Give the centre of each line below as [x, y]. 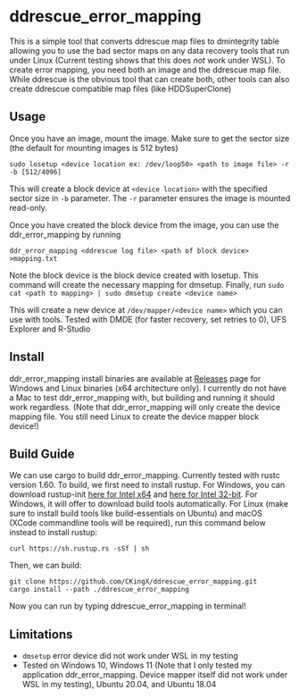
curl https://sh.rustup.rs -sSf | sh [79, 549]
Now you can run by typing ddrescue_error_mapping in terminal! [128, 606]
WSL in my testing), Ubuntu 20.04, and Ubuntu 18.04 [119, 685]
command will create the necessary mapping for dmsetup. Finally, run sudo [147, 284]
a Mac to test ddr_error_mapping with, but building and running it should [142, 397]
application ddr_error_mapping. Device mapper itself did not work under [155, 675]
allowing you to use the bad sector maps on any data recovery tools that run [149, 50]
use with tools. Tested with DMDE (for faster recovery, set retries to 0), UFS [148, 319]
